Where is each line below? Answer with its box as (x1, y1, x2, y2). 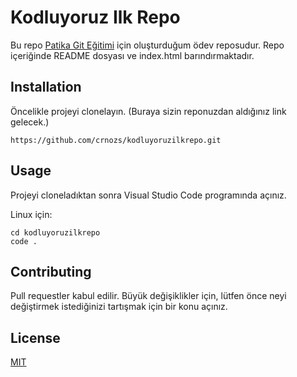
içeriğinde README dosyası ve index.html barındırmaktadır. (10, 49, 255, 61)
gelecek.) (10, 116, 50, 128)
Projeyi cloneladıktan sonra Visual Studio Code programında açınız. (10, 189, 287, 201)
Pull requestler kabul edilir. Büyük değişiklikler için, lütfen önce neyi (10, 290, 287, 302)
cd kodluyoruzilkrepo (10, 227, 101, 238)
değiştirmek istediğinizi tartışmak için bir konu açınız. (10, 301, 228, 313)
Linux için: (10, 208, 53, 220)
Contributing (10, 263, 92, 280)
